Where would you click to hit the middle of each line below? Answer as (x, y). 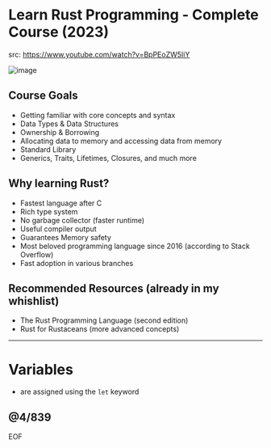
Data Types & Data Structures (69, 124)
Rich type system (49, 211)
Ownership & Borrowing (60, 132)
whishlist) (34, 301)
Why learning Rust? (59, 184)
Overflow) (37, 254)
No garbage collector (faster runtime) (82, 220)
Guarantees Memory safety (65, 237)
